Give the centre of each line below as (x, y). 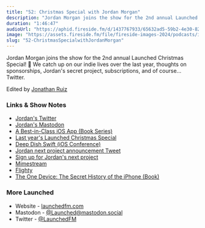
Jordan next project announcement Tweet (68, 151)
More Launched (30, 193)
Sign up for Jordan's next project (57, 157)
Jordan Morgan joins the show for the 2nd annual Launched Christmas (95, 58)
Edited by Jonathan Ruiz (37, 89)
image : (15, 35)
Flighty (24, 170)
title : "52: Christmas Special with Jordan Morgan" (73, 12)
